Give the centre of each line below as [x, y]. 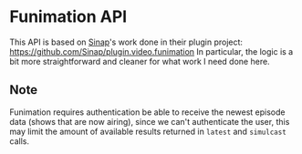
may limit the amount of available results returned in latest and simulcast [148, 131]
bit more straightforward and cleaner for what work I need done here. [140, 61]
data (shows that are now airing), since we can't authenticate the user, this [150, 121]
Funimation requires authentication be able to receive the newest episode [147, 112]
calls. [20, 141]
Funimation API [68, 17]
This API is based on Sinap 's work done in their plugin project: [126, 42]
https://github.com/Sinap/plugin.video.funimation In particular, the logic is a [151, 51]
